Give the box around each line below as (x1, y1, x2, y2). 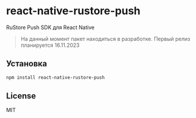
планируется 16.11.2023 (20, 42, 80, 49)
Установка (6, 59, 48, 69)
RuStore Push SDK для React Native (6, 24, 95, 31)
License (6, 91, 36, 101)
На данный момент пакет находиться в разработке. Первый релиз (20, 35, 191, 42)
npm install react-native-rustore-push (6, 74, 105, 81)
